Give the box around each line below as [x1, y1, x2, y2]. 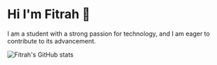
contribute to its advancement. [7, 36, 96, 45]
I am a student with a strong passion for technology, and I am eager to [7, 29, 211, 38]
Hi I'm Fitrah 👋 [7, 6, 91, 22]
